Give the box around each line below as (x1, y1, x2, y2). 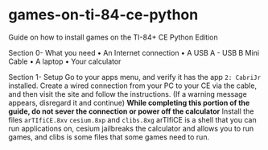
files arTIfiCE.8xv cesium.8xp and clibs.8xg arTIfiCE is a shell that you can (8, 115, 257, 124)
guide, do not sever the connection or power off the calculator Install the (8, 106, 254, 116)
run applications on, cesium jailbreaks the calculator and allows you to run (8, 123, 254, 133)
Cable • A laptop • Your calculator (8, 56, 122, 66)
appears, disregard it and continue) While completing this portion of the (8, 98, 250, 107)
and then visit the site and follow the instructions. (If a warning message (8, 89, 247, 98)
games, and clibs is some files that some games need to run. (8, 131, 210, 142)
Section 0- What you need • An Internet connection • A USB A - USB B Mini (8, 48, 260, 57)
